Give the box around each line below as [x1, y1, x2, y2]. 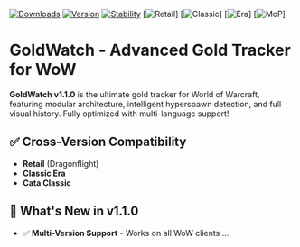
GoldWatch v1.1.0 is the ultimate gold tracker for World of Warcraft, [9, 88, 260, 99]
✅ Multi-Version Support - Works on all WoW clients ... [22, 227, 230, 238]
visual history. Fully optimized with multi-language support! [9, 108, 230, 119]
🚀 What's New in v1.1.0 [9, 204, 139, 219]
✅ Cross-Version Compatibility [9, 134, 187, 150]
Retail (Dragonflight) [22, 158, 99, 169]
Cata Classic [22, 177, 71, 188]
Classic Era [22, 168, 66, 178]
